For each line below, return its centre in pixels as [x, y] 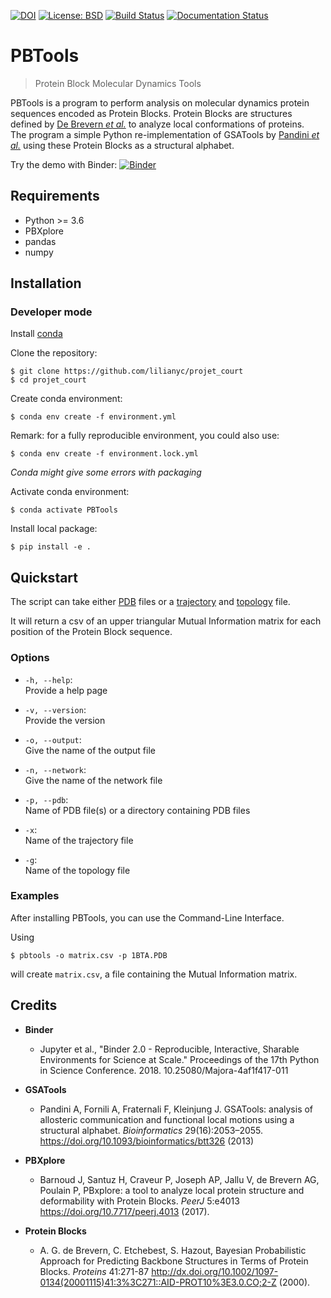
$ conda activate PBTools [64, 510]
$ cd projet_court [48, 380]
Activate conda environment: [70, 492]
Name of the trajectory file [79, 840]
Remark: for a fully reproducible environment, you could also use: [145, 436]
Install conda [36, 334]
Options [30, 658]
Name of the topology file [77, 870]
